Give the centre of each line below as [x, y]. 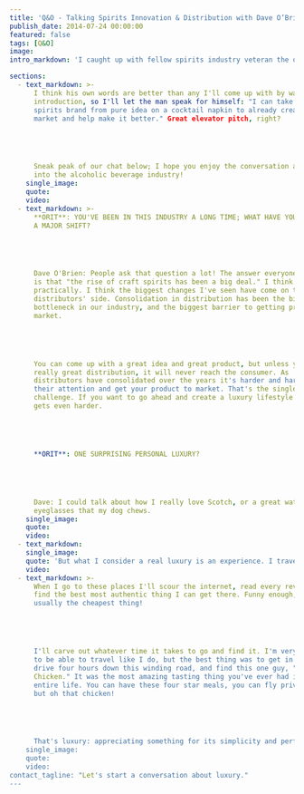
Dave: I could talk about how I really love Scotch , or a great [157, 502]
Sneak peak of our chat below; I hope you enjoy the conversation [161, 167]
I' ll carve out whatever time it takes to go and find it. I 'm [155, 652]
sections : [28, 77]
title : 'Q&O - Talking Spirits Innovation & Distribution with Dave [141, 18]
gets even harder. [68, 406]
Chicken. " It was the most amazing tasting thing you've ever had [161, 676]
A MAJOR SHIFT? [62, 226]
